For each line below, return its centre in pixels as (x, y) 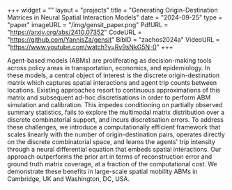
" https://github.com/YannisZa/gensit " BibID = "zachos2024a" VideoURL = (114, 40)
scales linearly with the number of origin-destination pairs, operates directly (116, 134)
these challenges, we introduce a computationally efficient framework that (114, 127)
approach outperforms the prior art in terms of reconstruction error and (110, 157)
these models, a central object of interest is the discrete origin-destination (114, 75)
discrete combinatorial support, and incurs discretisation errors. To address (116, 120)
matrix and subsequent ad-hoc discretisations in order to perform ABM (109, 97)
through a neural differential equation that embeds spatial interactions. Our (114, 149)
